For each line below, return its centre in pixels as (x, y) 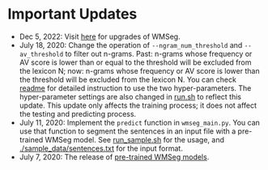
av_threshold (41, 54)
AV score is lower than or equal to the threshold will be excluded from (135, 62)
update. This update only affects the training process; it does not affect (138, 105)
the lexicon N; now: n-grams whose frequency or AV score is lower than (139, 70)
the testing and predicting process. (78, 113)
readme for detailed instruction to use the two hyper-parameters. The (135, 88)
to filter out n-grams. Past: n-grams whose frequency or (159, 53)
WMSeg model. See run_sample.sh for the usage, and (134, 139)
